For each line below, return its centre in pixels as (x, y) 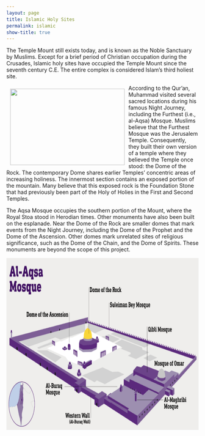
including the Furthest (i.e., (162, 114)
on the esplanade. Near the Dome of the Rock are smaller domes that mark (100, 224)
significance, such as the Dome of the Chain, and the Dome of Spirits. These (103, 243)
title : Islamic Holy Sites (41, 19)
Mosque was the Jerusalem (163, 134)
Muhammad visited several (162, 95)
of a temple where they (157, 153)
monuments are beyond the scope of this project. (68, 249)
